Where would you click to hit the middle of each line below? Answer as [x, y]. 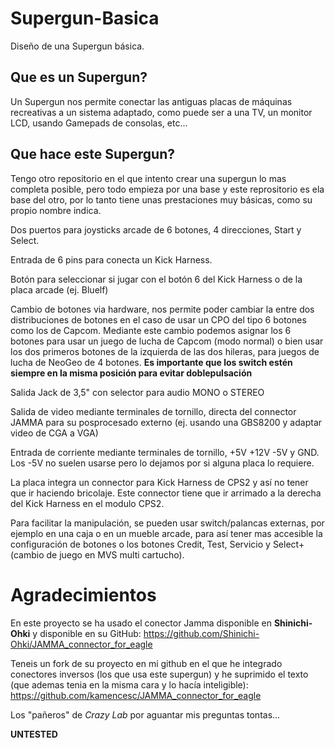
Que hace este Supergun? [92, 154]
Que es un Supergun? [79, 77]
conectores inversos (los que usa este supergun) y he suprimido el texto [159, 674]
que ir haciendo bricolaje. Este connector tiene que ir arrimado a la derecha [166, 493]
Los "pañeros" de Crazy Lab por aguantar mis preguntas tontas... [145, 714]
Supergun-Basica [85, 18]
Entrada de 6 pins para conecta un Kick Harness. [111, 259]
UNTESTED [34, 734]
